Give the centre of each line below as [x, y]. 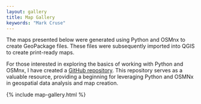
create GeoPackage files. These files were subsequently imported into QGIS [100, 46]
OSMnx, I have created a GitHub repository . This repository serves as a [94, 71]
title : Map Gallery [31, 17]
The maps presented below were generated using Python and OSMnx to [96, 40]
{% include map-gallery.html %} [46, 95]
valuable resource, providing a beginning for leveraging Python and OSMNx [100, 77]
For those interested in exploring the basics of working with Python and [95, 64]
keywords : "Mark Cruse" [36, 23]
